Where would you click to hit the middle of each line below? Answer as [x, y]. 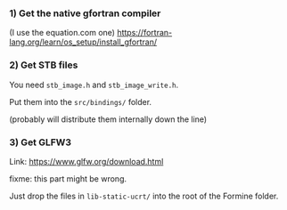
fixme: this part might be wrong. [68, 178]
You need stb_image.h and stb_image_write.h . [94, 85]
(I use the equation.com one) [62, 33]
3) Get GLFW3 [41, 142]
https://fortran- [144, 33]
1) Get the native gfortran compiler [85, 13]
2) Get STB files [44, 65]
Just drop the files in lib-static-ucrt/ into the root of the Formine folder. [144, 196]
